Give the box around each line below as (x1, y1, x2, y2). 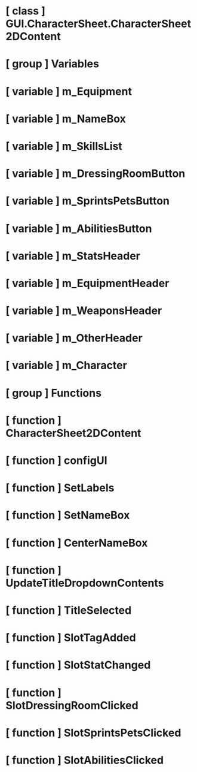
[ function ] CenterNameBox (5, 536, 148, 550)
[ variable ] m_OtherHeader (5, 331, 143, 345)
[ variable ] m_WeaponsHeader (5, 304, 162, 318)
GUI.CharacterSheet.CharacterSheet (5, 17, 192, 31)
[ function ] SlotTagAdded (5, 631, 136, 645)
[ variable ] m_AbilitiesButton (5, 222, 152, 235)
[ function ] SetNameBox (5, 508, 130, 522)
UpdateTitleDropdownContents (5, 576, 164, 590)
